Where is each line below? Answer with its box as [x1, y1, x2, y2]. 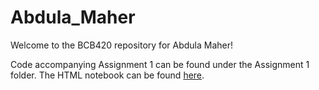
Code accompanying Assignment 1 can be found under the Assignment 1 [10, 58, 310, 70]
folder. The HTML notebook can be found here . [10, 69, 205, 81]
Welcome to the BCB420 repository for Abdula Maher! [10, 39, 233, 51]
